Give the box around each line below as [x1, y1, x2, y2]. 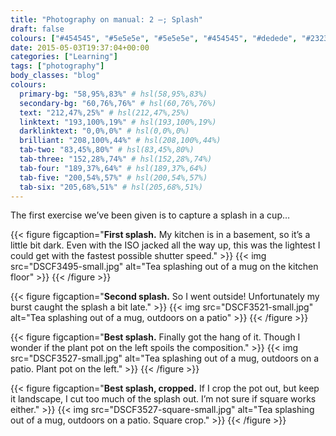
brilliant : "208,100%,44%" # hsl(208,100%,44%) [19, 136, 222, 146]
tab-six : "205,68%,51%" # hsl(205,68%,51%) [19, 182, 203, 192]
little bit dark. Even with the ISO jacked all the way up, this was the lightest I [10, 239, 321, 251]
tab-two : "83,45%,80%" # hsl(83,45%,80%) [19, 145, 195, 155]
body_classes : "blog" [10, 71, 101, 81]
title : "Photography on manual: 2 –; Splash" [10, 14, 203, 25]
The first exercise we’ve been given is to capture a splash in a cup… [10, 209, 291, 221]
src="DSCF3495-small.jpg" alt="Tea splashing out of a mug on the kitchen [10, 261, 319, 273]
